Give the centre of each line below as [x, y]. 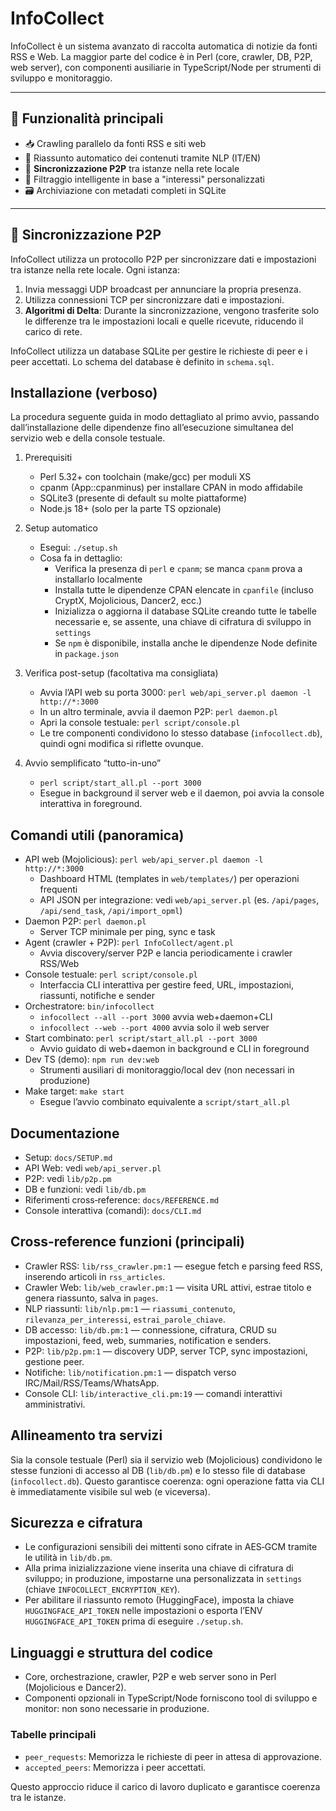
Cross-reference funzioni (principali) [127, 1242]
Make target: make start [74, 1091]
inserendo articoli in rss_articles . [95, 1276]
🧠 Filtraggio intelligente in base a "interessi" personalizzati [144, 179]
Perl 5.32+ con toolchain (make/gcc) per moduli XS [145, 477]
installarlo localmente [98, 579]
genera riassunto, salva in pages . [91, 1298]
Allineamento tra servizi [86, 1435]
